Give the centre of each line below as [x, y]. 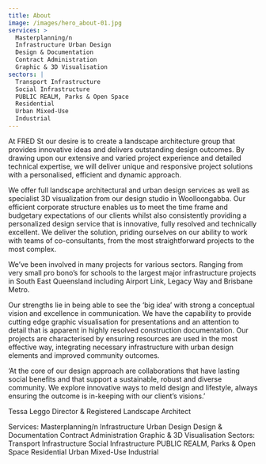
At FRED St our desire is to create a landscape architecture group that [122, 141]
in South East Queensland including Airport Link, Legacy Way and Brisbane [131, 281]
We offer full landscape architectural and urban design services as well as [129, 190]
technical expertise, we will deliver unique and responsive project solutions [131, 166]
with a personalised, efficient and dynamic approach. [95, 174]
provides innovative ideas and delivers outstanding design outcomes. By [127, 149]
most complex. [32, 249]
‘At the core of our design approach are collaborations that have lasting [124, 371]
